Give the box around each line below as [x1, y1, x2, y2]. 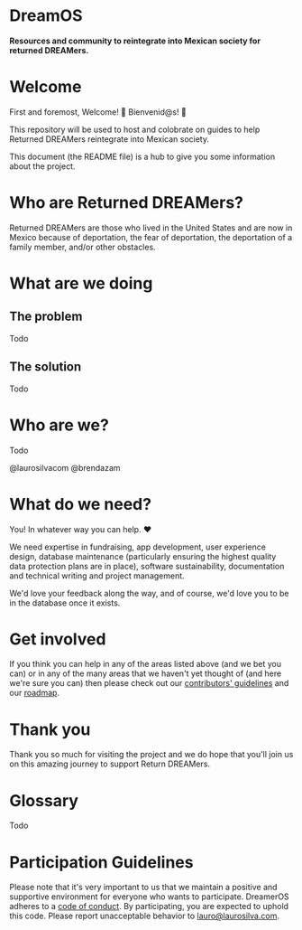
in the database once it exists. [9, 597, 121, 608]
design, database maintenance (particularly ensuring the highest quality [9, 550, 277, 561]
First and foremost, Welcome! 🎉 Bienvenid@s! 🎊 [9, 106, 187, 117]
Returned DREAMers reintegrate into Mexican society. [9, 133, 210, 145]
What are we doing [9, 273, 153, 294]
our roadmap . [9, 688, 60, 699]
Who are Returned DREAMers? [9, 193, 244, 213]
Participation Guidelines [9, 851, 194, 872]
